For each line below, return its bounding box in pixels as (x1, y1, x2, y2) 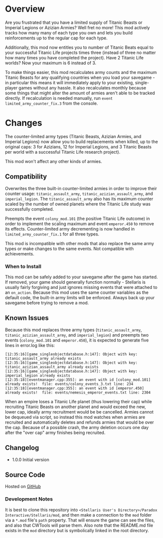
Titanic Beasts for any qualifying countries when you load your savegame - (5, 74, 155, 80)
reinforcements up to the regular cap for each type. (5, 35, 108, 41)
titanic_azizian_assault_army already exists (5, 364, 98, 369)
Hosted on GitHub (5, 484, 41, 489)
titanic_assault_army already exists (5, 356, 81, 361)
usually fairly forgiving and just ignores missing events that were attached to (5, 284, 158, 290)
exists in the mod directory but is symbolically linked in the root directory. (5, 527, 149, 533)
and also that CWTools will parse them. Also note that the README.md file (5, 522, 153, 528)
